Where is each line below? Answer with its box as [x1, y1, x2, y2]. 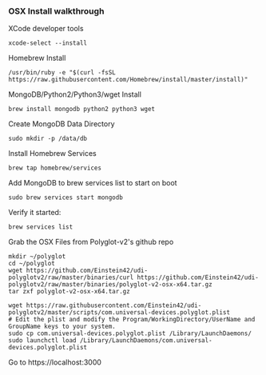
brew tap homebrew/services [8, 164, 102, 173]
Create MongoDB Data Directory [8, 119, 115, 129]
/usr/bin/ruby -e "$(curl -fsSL [8, 69, 116, 77]
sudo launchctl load [8, 337, 77, 345]
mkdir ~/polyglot [8, 253, 66, 261]
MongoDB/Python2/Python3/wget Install [8, 90, 142, 99]
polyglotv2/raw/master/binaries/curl [8, 273, 134, 281]
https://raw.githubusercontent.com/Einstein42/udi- [26, 301, 202, 309]
